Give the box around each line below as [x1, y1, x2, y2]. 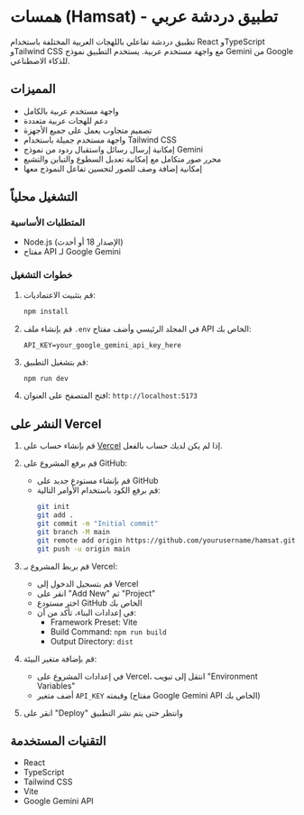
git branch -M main [36, 527, 111, 536]
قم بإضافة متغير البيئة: [23, 653, 97, 664]
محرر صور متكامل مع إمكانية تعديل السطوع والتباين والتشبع [23, 153, 222, 164]
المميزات [10, 81, 57, 97]
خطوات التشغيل [10, 269, 73, 282]
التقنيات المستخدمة [10, 733, 106, 748]
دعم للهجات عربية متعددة [23, 115, 108, 125]
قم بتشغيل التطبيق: [23, 357, 88, 367]
